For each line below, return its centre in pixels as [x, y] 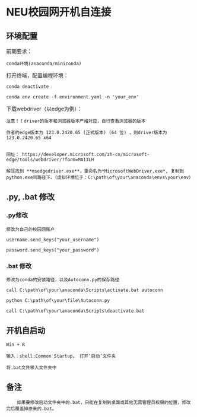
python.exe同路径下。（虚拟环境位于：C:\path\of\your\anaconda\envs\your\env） [100, 177]
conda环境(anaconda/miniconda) [44, 63]
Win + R [16, 345]
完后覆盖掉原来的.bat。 [31, 409]
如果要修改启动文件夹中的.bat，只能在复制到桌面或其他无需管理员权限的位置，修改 [104, 402]
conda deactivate [28, 87]
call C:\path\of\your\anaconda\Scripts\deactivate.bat [75, 311]
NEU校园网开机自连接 [59, 12]
